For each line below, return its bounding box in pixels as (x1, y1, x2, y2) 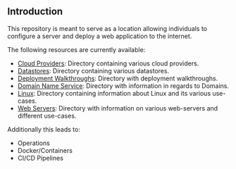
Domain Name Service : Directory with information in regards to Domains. (17, 81, 229, 90)
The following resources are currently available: (7, 45, 146, 54)
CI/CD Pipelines (17, 154, 63, 162)
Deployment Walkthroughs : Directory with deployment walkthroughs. (17, 74, 218, 82)
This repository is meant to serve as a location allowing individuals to (7, 24, 208, 32)
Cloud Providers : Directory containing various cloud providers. (17, 59, 199, 68)
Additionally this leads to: (7, 125, 81, 133)
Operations (17, 139, 51, 147)
